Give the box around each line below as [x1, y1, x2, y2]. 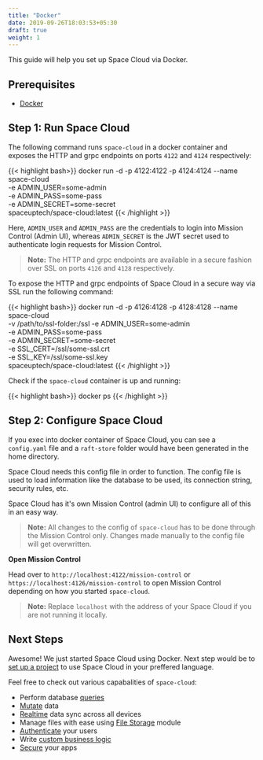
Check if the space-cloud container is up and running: [8, 375, 181, 386]
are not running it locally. [27, 610, 108, 619]
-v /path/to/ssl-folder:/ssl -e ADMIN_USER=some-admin [8, 319, 191, 328]
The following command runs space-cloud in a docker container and [8, 142, 228, 152]
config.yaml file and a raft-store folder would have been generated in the [8, 443, 249, 452]
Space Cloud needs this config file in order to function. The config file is [8, 467, 242, 476]
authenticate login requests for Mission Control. [8, 239, 163, 249]
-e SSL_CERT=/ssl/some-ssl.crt [8, 344, 110, 353]
